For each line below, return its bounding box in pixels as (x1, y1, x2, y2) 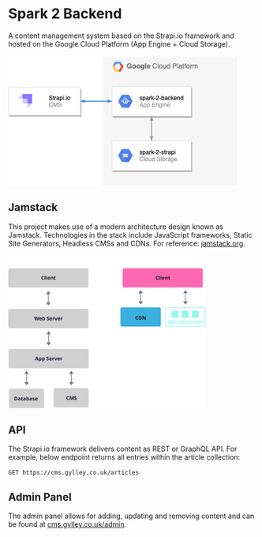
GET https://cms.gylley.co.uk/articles (8, 469, 140, 477)
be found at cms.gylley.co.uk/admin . (8, 520, 127, 529)
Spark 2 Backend (8, 5, 122, 23)
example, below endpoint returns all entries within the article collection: (8, 453, 241, 462)
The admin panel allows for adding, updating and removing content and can (8, 511, 255, 521)
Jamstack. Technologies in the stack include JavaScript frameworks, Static (8, 230, 253, 239)
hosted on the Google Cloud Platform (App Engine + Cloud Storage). (8, 39, 230, 48)
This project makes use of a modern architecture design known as (8, 222, 223, 231)
